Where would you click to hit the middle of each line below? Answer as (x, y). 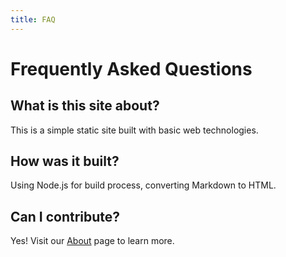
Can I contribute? (65, 216)
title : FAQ (33, 19)
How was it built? (65, 161)
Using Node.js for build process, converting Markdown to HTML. (143, 185)
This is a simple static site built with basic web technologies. (134, 130)
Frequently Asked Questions (131, 68)
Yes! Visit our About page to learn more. (92, 241)
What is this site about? (85, 106)
